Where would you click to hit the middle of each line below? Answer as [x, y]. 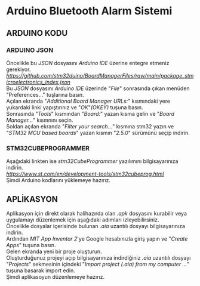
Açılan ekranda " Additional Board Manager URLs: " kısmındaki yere [88, 101]
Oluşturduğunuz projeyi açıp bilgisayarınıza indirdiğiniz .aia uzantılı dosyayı [99, 257]
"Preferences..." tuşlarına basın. [45, 94]
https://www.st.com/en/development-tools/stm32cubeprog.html [85, 174]
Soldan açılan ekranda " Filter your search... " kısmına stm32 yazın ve [90, 126]
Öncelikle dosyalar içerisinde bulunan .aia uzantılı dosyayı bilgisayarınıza [96, 226]
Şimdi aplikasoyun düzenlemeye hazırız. [56, 276]
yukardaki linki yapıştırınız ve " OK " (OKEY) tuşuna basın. [75, 107]
